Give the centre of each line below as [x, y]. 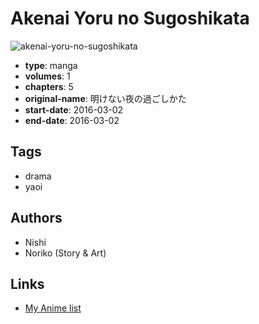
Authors [36, 218]
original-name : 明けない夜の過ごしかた [105, 98]
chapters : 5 [49, 86]
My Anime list [53, 308]
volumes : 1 [47, 76]
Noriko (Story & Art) [65, 253]
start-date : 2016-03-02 [74, 109]
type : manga [51, 65]
